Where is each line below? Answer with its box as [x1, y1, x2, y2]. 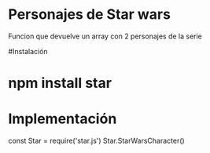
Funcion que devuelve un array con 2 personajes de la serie [8, 31, 203, 41]
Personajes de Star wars [8, 5, 171, 24]
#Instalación [8, 46, 49, 56]
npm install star [8, 75, 112, 92]
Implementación [8, 110, 117, 128]
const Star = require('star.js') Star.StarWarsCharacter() [8, 136, 185, 146]
